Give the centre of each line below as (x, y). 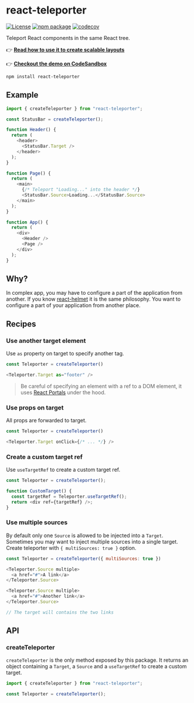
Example (22, 95)
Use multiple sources (37, 522)
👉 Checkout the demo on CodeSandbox (57, 64)
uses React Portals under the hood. (63, 392)
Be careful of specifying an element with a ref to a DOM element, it (101, 386)
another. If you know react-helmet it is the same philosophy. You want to (93, 299)
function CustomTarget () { (39, 491)
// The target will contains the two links (60, 612)
